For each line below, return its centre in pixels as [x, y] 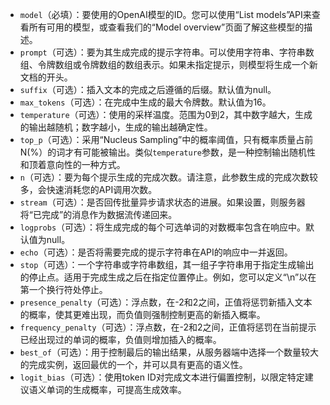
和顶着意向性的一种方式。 [72, 164]
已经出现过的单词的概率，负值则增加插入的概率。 [120, 339]
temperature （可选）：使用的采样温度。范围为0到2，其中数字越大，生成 [166, 114]
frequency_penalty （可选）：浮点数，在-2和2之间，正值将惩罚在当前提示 [168, 327]
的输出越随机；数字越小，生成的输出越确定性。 [116, 127]
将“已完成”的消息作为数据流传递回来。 [98, 214]
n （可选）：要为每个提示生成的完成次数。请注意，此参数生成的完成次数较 [168, 177]
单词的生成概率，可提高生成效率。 [116, 389]
